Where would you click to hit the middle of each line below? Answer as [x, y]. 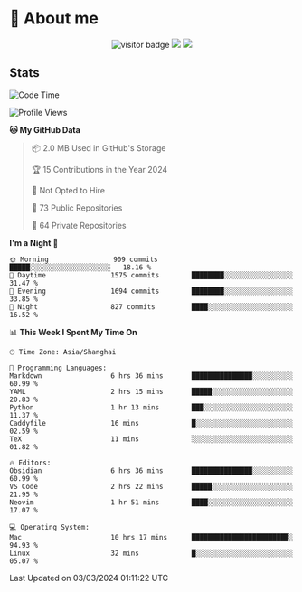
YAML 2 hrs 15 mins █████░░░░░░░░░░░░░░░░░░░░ [151, 391]
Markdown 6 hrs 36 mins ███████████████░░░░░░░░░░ [151, 376]
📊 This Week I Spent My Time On [73, 332]
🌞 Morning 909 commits [84, 259]
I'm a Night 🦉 [34, 242]
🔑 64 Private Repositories [79, 225]
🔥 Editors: [30, 463]
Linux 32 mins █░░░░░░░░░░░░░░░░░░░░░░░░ [151, 553]
